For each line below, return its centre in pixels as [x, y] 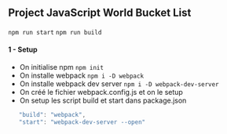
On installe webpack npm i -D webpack [81, 76]
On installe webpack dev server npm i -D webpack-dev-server [119, 84]
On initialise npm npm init [62, 67]
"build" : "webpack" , [52, 115]
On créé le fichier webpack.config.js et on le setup [101, 92]
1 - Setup [23, 49]
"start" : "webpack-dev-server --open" [82, 122]
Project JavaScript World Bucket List [100, 13]
